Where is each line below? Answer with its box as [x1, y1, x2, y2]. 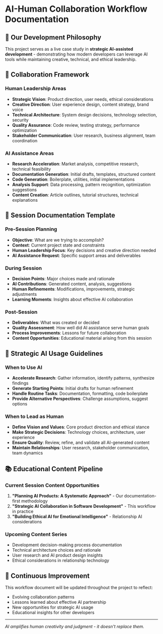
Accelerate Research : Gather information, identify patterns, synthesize [12, 375, 155, 381]
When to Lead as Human [5, 413, 64, 420]
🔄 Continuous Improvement [5, 572, 90, 580]
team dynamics [12, 450, 43, 456]
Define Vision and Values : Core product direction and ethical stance [12, 424, 149, 430]
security [12, 117, 29, 123]
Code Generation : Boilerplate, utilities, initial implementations [12, 176, 135, 182]
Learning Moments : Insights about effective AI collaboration [12, 296, 133, 302]
